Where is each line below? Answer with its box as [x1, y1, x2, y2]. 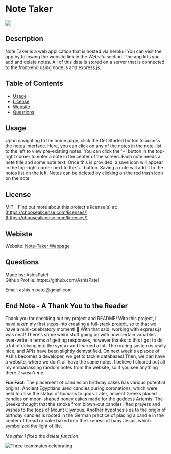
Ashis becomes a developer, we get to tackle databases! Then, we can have [5, 353, 165, 359]
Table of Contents [5, 79, 64, 88]
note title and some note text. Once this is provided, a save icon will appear [5, 159, 163, 165]
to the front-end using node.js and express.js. [5, 64, 101, 71]
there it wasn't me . [5, 369, 45, 376]
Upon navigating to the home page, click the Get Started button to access [5, 138, 160, 144]
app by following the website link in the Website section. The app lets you [5, 53, 160, 59]
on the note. [5, 175, 31, 181]
